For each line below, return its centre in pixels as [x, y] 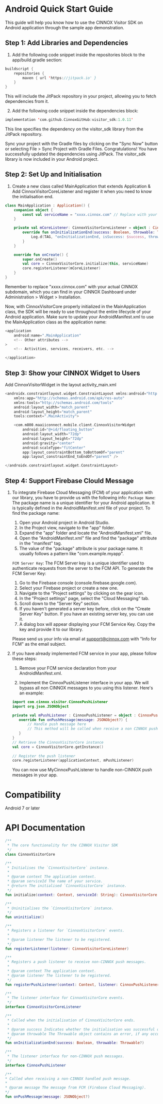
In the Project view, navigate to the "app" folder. [67, 527]
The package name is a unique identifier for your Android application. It [83, 503]
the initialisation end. [33, 196]
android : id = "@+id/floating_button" [58, 430]
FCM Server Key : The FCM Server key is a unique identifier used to [78, 563]
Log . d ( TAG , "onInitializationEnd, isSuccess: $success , [89, 237]
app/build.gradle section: [37, 60]
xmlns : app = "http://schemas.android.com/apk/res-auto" [69, 398]
